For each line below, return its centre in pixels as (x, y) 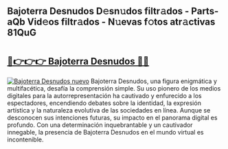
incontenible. (25, 139)
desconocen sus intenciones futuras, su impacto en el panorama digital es (112, 117)
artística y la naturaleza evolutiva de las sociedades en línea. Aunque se (109, 110)
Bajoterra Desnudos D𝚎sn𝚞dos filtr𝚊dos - (98, 11)
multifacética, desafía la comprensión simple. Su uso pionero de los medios (114, 88)
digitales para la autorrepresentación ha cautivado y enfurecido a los (104, 96)
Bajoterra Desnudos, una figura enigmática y (154, 81)
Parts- (205, 11)
